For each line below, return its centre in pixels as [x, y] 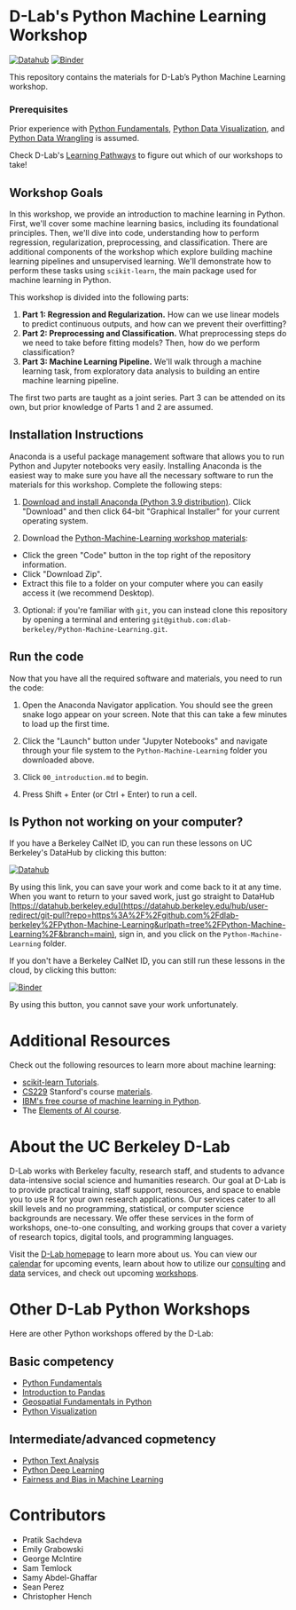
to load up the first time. [66, 723]
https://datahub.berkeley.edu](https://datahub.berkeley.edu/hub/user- [140, 906]
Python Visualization [59, 1411]
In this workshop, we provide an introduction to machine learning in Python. [147, 214]
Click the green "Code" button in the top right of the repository [136, 555]
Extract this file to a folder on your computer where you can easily [143, 583]
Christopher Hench [57, 1596]
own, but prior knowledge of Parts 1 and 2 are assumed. [111, 407]
